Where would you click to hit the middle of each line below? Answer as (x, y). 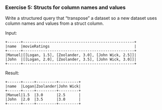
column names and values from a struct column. (55, 23)
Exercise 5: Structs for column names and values (65, 7)
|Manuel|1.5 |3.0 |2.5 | (43, 95)
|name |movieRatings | (71, 47)
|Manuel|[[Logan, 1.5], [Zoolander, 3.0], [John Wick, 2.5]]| (71, 55)
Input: (11, 33)
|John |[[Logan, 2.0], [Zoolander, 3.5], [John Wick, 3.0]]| (71, 59)
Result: (12, 73)
